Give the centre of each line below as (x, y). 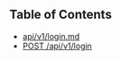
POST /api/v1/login (57, 46)
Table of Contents (61, 15)
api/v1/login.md (51, 36)
